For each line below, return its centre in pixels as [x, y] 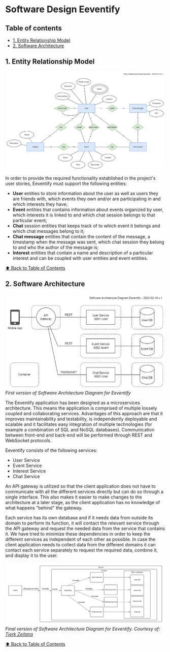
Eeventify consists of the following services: [51, 450]
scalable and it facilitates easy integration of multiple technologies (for [79, 424]
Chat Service [26, 476]
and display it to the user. [32, 555]
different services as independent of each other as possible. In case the [80, 539]
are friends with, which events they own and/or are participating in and [87, 199]
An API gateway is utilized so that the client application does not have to [80, 486]
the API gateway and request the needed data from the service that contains [85, 528]
